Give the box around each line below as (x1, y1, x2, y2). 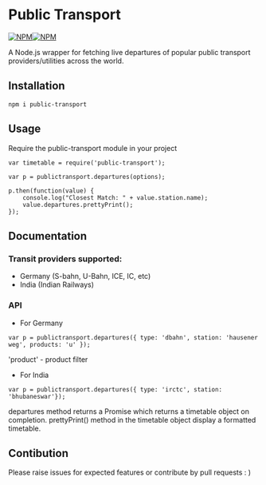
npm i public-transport (8, 100, 88, 109)
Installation (8, 79, 65, 93)
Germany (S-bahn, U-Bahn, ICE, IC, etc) (19, 272, 151, 281)
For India (19, 370, 49, 380)
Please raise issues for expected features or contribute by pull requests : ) (8, 467, 252, 477)
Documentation (8, 229, 88, 243)
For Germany (19, 318, 64, 328)
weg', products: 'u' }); (8, 340, 91, 348)
